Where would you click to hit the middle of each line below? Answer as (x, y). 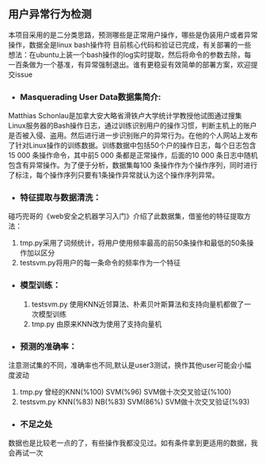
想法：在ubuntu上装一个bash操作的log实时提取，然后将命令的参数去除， (126, 55)
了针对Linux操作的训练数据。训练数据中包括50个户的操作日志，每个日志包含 (132, 146)
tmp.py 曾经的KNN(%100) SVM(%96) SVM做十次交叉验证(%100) (125, 392)
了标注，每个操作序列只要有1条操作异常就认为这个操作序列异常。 (114, 175)
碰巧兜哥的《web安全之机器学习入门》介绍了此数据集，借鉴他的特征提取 (126, 216)
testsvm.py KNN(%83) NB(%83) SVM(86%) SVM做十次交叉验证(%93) (135, 402)
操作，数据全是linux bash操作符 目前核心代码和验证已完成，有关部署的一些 (130, 44)
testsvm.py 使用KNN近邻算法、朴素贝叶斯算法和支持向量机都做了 (138, 304)
